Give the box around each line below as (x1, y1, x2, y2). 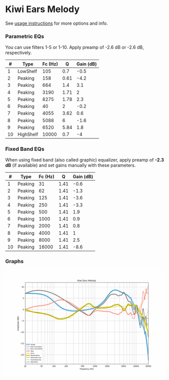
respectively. (5, 49, 32, 56)
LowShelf (17, 68, 37, 74)
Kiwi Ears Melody (5, 4, 80, 15)
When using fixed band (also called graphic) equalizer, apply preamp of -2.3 (5, 157, 164, 163)
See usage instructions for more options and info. (5, 20, 108, 26)
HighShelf (17, 131, 38, 137)
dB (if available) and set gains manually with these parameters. (5, 162, 136, 169)
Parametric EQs (5, 33, 44, 40)
